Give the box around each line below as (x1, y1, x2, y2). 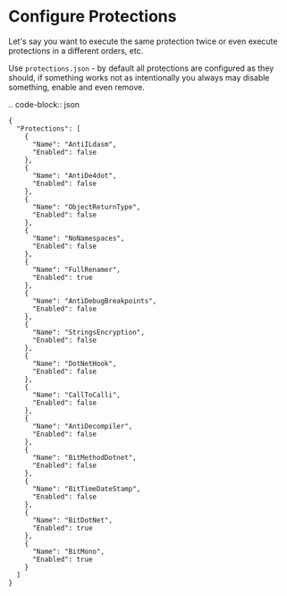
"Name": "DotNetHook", (31, 359, 117, 368)
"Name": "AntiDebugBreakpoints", (31, 296, 157, 305)
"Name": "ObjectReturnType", (31, 202, 141, 211)
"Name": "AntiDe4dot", (31, 171, 117, 180)
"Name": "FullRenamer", (31, 265, 122, 274)
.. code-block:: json (8, 98, 80, 109)
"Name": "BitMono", (31, 547, 105, 556)
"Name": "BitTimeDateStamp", (31, 484, 141, 493)
